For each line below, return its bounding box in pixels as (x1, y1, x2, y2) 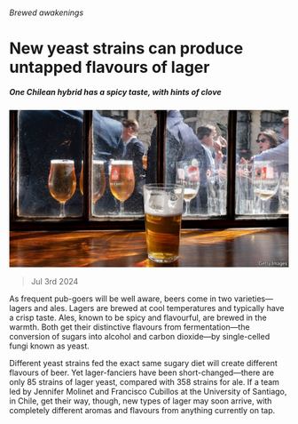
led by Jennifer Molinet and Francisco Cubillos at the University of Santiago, (9, 387, 287, 397)
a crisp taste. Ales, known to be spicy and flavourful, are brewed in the (9, 312, 268, 324)
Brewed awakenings (9, 7, 84, 18)
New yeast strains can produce (9, 38, 244, 58)
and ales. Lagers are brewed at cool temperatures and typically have (34, 303, 285, 314)
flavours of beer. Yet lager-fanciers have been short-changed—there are (9, 367, 275, 378)
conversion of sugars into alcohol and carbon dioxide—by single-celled (9, 332, 271, 342)
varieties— (233, 293, 273, 304)
